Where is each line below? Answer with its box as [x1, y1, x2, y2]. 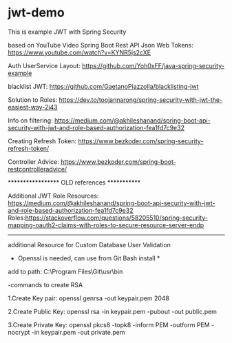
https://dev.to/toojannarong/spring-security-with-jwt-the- [59, 95, 223, 104]
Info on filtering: [8, 116, 54, 125]
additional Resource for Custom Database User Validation [8, 240, 171, 249]
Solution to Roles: [8, 95, 58, 104]
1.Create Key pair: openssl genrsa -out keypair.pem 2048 [8, 294, 169, 302]
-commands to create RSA [8, 280, 83, 289]
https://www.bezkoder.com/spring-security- [78, 136, 204, 145]
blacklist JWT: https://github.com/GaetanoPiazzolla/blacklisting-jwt [8, 82, 199, 90]
